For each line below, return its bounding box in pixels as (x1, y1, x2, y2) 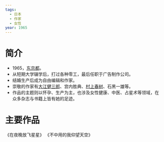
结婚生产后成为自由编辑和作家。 (12, 77, 77, 83)
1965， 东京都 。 (12, 65, 44, 71)
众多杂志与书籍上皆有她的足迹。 (12, 96, 77, 102)
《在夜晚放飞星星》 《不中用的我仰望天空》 (5, 132, 93, 138)
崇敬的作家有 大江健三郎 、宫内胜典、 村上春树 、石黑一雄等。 (12, 84, 133, 90)
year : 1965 (5, 25, 28, 30)
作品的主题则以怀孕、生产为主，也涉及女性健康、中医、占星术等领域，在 (12, 90, 159, 95)
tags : (5, 7, 16, 12)
